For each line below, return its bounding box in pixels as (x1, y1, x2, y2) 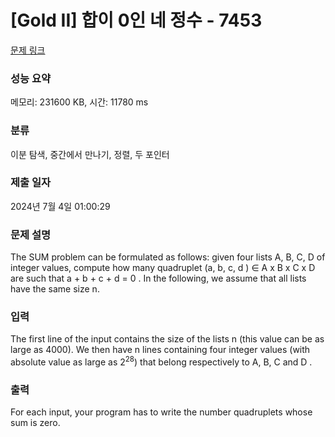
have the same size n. (10, 283, 100, 295)
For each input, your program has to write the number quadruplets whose (10, 406, 313, 418)
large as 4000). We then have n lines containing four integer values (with (10, 344, 311, 356)
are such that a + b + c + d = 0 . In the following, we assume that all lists (10, 272, 307, 285)
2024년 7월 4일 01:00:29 (10, 200, 111, 212)
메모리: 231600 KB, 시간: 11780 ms (10, 96, 149, 108)
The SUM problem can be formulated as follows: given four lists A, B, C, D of (10, 251, 326, 263)
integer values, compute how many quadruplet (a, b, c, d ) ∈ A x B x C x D (10, 262, 316, 274)
